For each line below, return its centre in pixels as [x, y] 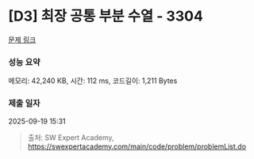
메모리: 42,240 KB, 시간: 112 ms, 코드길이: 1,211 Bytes [93, 81]
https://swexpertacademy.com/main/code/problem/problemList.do [137, 146]
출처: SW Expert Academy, [71, 137]
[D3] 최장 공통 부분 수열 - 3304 [106, 16]
